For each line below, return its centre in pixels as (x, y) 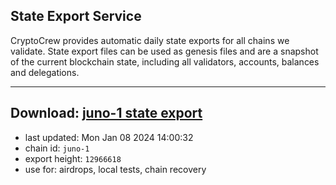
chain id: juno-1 (57, 148)
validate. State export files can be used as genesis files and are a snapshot (164, 51)
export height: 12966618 (73, 158)
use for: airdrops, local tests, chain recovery (115, 169)
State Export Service (76, 16)
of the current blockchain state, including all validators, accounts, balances (165, 61)
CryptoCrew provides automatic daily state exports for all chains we (150, 40)
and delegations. (45, 72)
